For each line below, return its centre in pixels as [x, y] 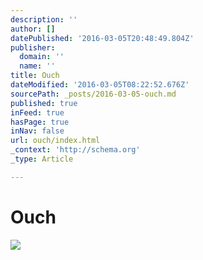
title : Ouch [35, 76]
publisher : [33, 47]
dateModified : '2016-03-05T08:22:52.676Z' [100, 85]
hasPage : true [40, 122]
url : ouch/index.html [55, 141]
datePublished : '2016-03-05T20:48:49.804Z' [102, 38]
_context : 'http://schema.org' [75, 150]
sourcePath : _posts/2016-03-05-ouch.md [93, 94]
